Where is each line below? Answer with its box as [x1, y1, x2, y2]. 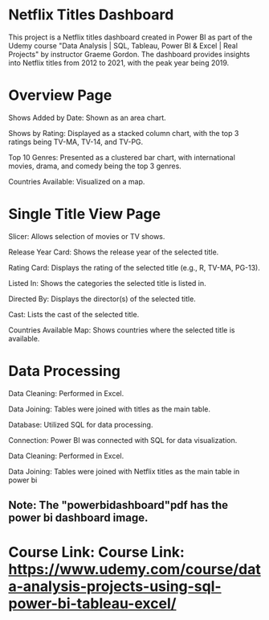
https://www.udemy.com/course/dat [8, 560, 261, 579]
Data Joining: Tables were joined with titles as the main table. [8, 404, 211, 414]
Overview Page [8, 86, 112, 105]
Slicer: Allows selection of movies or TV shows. [8, 231, 165, 241]
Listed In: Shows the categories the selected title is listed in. [8, 278, 206, 287]
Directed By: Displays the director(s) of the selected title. [8, 294, 197, 304]
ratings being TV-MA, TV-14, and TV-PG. [8, 137, 144, 147]
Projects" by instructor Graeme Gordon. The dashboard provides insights [8, 49, 251, 59]
